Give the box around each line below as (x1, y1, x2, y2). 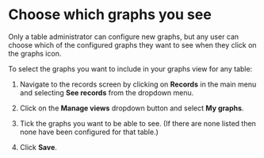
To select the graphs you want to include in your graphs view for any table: (8, 64, 253, 73)
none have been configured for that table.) (19, 127, 159, 137)
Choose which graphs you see (8, 6, 212, 24)
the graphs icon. (8, 48, 62, 58)
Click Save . (19, 142, 58, 152)
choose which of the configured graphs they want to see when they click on (8, 40, 257, 49)
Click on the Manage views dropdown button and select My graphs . (19, 103, 244, 113)
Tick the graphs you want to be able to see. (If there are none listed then (19, 118, 256, 128)
